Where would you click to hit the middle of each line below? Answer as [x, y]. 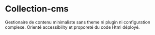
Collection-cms [37, 9]
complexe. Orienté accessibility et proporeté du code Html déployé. [72, 27]
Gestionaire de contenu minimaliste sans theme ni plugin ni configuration [78, 22]
